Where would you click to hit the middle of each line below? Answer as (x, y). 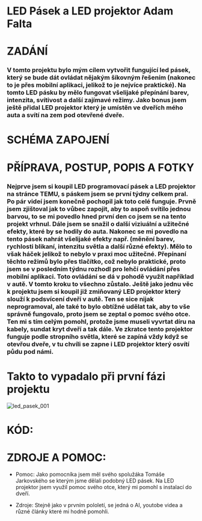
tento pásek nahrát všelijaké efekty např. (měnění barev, (91, 239)
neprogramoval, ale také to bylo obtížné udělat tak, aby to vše (99, 306)
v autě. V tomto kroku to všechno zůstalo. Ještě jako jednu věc (100, 284)
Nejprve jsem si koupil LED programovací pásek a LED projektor (101, 186)
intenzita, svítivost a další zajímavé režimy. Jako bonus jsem (97, 100)
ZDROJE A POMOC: (57, 457)
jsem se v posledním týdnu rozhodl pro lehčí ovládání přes (93, 269)
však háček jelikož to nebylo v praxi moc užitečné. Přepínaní (97, 254)
